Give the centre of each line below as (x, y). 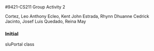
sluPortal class (20, 44)
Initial (12, 34)
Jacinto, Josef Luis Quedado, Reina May (46, 21)
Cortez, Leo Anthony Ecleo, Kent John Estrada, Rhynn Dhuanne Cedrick (77, 16)
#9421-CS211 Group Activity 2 (35, 7)
